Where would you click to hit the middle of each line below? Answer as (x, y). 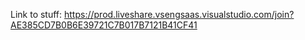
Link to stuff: (36, 14)
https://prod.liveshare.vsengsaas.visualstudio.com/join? (179, 14)
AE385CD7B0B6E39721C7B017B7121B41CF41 (104, 25)
